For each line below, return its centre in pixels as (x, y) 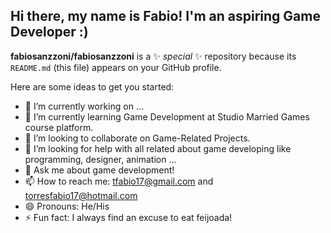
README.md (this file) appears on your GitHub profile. (116, 67)
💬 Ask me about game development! (99, 170)
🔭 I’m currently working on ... (84, 106)
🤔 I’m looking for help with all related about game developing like (158, 148)
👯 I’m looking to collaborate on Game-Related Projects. (137, 138)
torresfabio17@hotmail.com (81, 195)
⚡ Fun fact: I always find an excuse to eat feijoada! (128, 217)
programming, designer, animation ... (100, 159)
